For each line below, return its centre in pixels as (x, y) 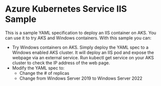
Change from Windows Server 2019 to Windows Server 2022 (81, 78)
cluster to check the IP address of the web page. (61, 63)
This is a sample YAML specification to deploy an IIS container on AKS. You (81, 33)
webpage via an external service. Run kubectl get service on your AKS (83, 57)
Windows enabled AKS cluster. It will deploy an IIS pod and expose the (83, 52)
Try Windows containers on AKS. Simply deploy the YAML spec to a (80, 47)
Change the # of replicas (44, 73)
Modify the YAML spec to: (38, 68)
